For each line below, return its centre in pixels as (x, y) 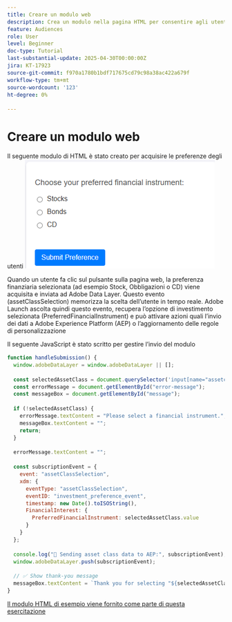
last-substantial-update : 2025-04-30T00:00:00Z (77, 59)
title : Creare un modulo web (49, 14)
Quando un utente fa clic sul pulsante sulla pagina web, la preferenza (105, 280)
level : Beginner (30, 44)
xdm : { (29, 481)
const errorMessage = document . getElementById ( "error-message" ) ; (109, 387)
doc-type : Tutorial (35, 51)
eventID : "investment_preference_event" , (86, 496)
